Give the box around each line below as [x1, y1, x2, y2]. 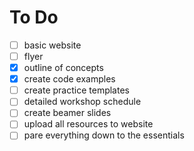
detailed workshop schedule [23, 96, 142, 108]
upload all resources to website [23, 118, 154, 130]
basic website [23, 39, 82, 51]
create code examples [23, 73, 116, 85]
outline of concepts [23, 62, 104, 74]
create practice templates [23, 84, 130, 96]
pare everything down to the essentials [23, 129, 185, 141]
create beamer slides [23, 107, 112, 119]
